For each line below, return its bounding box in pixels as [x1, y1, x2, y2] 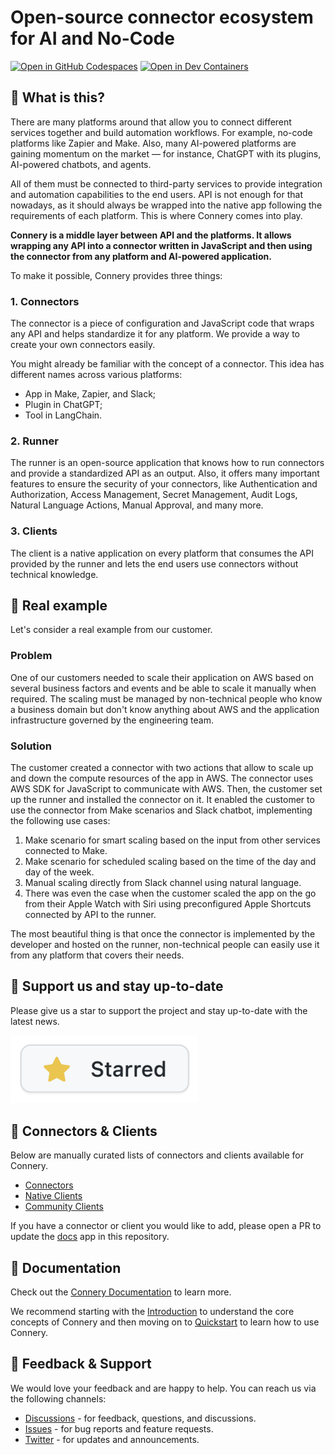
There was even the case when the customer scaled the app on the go [24, 887, 317, 900]
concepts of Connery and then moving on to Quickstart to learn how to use [10, 1316, 320, 1328]
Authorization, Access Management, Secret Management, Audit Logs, [10, 489, 298, 501]
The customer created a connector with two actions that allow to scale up [10, 762, 314, 774]
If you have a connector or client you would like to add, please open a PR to [10, 1220, 322, 1232]
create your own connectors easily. [10, 339, 156, 351]
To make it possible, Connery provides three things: [10, 269, 223, 281]
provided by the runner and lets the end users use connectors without [10, 557, 299, 570]
